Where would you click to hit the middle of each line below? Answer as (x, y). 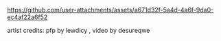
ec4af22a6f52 (27, 17)
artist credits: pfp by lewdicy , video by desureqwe (79, 30)
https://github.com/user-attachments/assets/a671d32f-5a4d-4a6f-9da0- (110, 10)
